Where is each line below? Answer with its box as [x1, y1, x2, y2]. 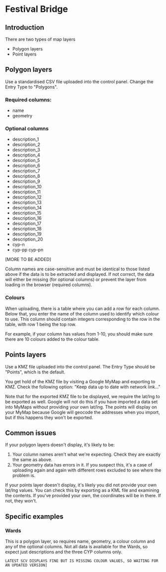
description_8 [12, 173, 41, 179]
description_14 [12, 205, 42, 211]
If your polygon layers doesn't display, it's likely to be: [5, 442, 115, 448]
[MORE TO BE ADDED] [5, 257, 52, 262]
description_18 [12, 226, 42, 232]
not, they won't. [5, 498, 37, 504]
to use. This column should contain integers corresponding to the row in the [5, 316, 160, 322]
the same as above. [12, 457, 53, 463]
